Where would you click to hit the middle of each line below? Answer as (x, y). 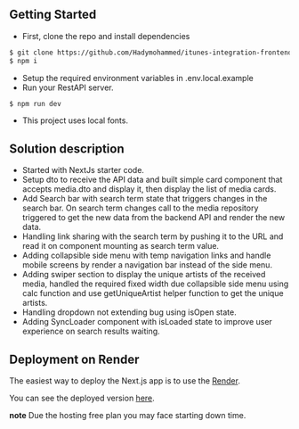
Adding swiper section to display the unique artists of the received (144, 275)
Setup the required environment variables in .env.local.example (137, 78)
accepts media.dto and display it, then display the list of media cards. (149, 189)
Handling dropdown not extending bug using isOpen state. (129, 312)
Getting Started (53, 15)
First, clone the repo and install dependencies (106, 36)
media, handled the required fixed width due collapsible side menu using (155, 284)
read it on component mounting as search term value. (121, 246)
